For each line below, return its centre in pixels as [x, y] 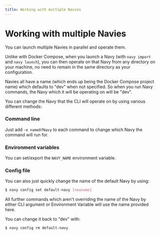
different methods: [24, 106]
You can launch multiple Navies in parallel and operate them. [65, 47]
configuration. [19, 72]
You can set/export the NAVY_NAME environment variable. [61, 158]
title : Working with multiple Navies [43, 9]
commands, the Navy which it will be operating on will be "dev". [69, 92]
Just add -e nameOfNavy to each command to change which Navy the [74, 129]
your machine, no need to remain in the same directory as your [68, 67]
